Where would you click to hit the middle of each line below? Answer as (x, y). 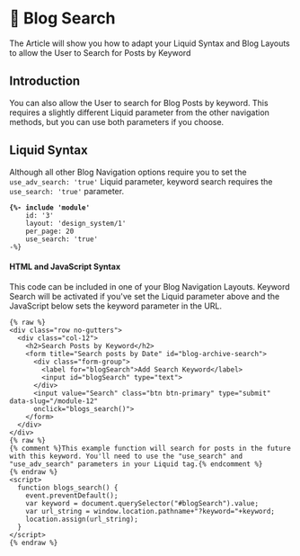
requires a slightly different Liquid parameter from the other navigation (139, 112)
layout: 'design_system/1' (76, 223)
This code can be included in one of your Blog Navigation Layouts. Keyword (150, 286)
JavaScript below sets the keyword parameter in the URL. (116, 306)
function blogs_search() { (68, 488)
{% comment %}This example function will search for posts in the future (150, 448)
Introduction (45, 81)
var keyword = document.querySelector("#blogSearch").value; (142, 503)
